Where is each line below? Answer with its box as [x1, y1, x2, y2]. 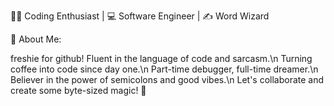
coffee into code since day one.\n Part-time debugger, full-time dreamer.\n [10, 63, 319, 75]
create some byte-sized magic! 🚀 [10, 85, 147, 96]
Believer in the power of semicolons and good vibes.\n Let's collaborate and [10, 74, 325, 85]
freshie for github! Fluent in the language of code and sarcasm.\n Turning [10, 53, 313, 64]
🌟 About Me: [10, 33, 62, 45]
